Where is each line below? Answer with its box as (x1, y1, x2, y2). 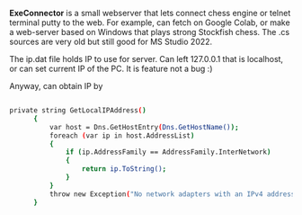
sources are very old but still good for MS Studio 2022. (9, 36, 213, 47)
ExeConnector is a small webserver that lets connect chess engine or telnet (9, 8, 291, 18)
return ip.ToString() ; (81, 165, 167, 174)
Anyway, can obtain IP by (9, 81, 103, 91)
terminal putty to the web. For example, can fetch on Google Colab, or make (9, 17, 290, 28)
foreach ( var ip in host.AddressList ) (49, 130, 195, 140)
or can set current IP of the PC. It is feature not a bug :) (9, 63, 213, 74)
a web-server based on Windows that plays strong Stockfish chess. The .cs (9, 27, 290, 37)
